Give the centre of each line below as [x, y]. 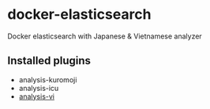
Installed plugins [49, 61]
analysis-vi [36, 96]
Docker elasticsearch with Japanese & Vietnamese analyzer [105, 36]
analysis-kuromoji [48, 79]
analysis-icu [39, 88]
